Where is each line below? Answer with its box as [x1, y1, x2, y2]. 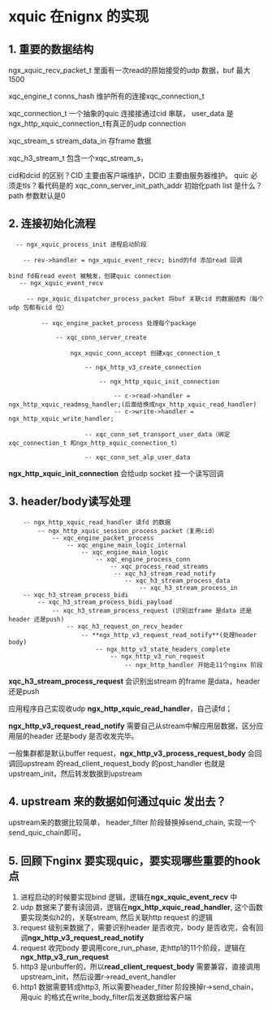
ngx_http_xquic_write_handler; [8, 414, 114, 423]
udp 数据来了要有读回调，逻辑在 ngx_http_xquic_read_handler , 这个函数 [19, 903, 264, 912]
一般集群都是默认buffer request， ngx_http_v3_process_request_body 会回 [8, 748, 262, 758]
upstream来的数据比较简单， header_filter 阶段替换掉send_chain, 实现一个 [8, 817, 257, 827]
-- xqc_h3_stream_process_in [139, 583, 238, 592]
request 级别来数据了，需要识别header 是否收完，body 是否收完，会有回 [19, 923, 264, 933]
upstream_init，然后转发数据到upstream [8, 769, 143, 778]
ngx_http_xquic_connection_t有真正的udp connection [8, 119, 187, 128]
